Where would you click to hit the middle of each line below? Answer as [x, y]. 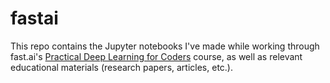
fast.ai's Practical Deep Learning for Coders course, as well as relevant [156, 56]
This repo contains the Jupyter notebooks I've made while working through [165, 46]
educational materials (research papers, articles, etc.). [121, 67]
